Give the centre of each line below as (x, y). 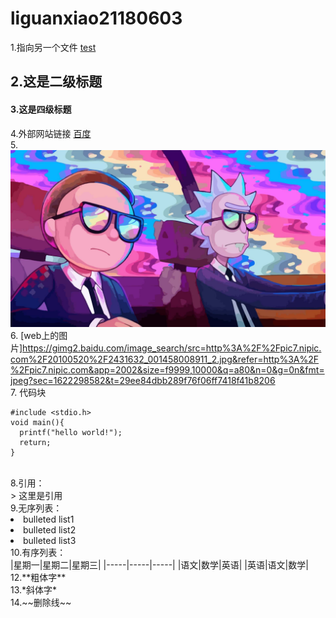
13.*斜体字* (34, 590)
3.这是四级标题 (41, 109)
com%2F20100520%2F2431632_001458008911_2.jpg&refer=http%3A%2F (165, 359)
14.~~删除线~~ (41, 603)
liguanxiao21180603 (96, 18)
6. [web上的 (35, 336)
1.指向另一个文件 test (53, 47)
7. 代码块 (28, 393)
